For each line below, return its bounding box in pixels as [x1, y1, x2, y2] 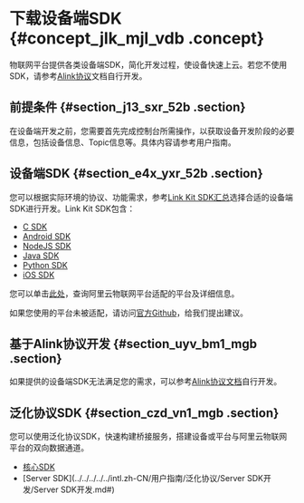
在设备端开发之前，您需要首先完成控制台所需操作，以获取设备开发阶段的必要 [9, 125, 295, 136]
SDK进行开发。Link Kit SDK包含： [9, 203, 136, 214]
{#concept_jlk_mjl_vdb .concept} [9, 28, 265, 49]
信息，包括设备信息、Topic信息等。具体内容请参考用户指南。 [9, 137, 237, 148]
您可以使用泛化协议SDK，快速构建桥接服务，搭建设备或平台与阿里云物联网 [9, 431, 288, 442]
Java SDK [22, 250, 60, 261]
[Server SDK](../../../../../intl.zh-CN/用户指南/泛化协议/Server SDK [22, 473, 264, 484]
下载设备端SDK [9, 8, 122, 29]
